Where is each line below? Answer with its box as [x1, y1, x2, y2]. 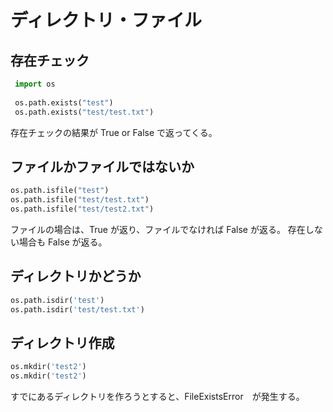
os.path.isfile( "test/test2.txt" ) [10, 204, 155, 215]
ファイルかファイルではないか [10, 158, 195, 175]
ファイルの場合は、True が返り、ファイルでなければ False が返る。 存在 [10, 223, 306, 235]
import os [14, 79, 56, 89]
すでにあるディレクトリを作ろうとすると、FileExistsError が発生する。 [10, 391, 305, 403]
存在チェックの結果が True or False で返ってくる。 [10, 126, 218, 138]
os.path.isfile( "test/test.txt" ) [10, 195, 150, 205]
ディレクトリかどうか [10, 268, 142, 285]
